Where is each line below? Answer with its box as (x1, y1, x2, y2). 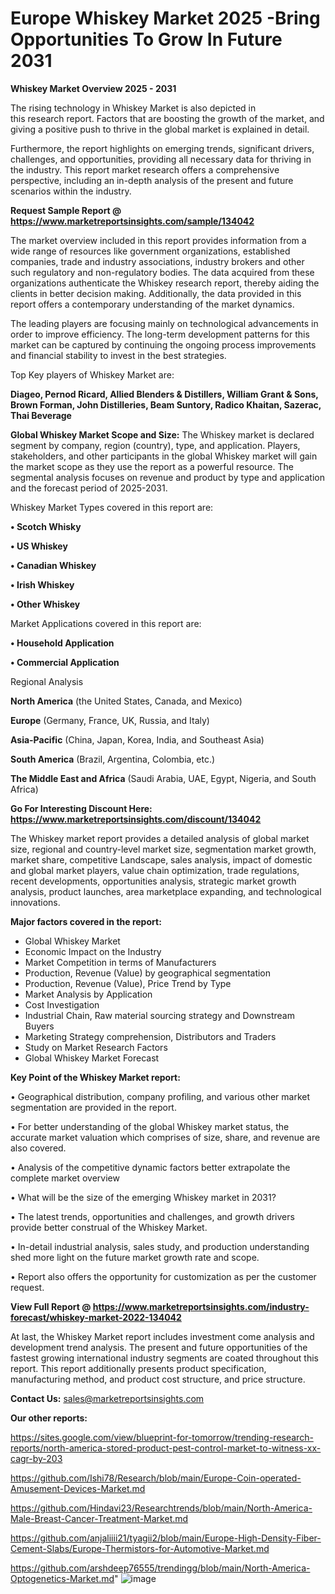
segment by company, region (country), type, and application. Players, (10, 439, 301, 451)
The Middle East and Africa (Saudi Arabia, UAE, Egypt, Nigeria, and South (10, 772, 317, 784)
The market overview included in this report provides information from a (10, 234, 307, 246)
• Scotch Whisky (10, 520, 82, 532)
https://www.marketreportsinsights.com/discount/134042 (10, 813, 262, 825)
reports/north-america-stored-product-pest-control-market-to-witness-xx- (10, 1442, 322, 1454)
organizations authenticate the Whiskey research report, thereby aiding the (10, 277, 320, 289)
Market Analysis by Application (24, 988, 153, 1000)
